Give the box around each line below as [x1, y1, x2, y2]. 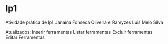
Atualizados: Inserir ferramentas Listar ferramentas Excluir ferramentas [5, 29, 153, 35]
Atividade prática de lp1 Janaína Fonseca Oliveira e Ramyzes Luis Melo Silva [5, 19, 163, 25]
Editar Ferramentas [5, 34, 45, 40]
